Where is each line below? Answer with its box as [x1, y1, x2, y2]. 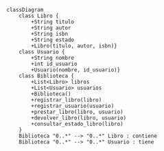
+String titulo [31, 19, 75, 25]
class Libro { [19, 12, 59, 19]
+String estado [31, 36, 75, 43]
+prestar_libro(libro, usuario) [31, 108, 124, 115]
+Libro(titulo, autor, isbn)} [31, 43, 117, 49]
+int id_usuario [31, 60, 78, 67]
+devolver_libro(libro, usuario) [31, 115, 127, 121]
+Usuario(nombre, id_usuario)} [31, 67, 121, 73]
